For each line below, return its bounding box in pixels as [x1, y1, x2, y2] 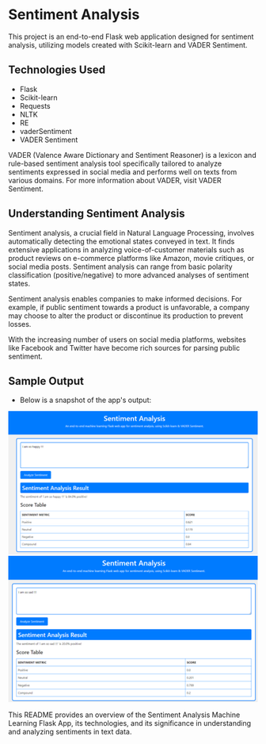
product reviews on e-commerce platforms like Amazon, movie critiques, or [8, 253, 255, 263]
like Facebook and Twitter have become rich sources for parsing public [8, 343, 240, 352]
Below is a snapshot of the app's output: [19, 395, 152, 405]
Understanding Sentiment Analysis [8, 207, 185, 221]
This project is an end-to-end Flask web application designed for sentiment [8, 32, 254, 41]
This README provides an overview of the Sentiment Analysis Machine [8, 710, 241, 719]
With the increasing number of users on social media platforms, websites [8, 335, 247, 344]
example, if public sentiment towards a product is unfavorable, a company [8, 302, 250, 312]
